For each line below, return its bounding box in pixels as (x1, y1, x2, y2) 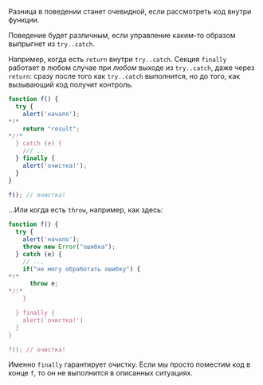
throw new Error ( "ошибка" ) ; (22, 243, 116, 251)
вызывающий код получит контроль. (8, 80, 134, 89)
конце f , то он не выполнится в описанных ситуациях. (8, 368, 194, 378)
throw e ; (29, 280, 59, 288)
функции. (8, 15, 40, 25)
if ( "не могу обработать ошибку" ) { (22, 265, 141, 273)
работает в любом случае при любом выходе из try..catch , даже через (8, 63, 255, 72)
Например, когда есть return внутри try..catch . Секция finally (8, 55, 227, 64)
